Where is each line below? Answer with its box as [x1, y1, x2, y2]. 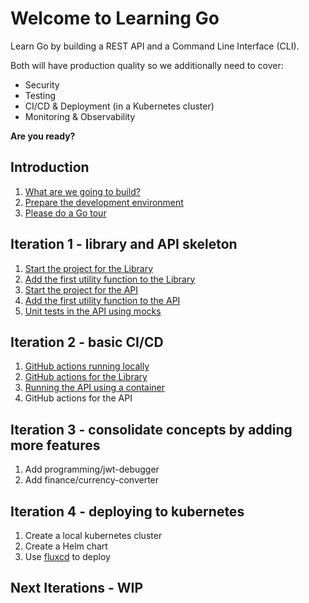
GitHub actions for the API [24, 392, 133, 404]
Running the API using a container [24, 382, 165, 394]
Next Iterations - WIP [10, 580, 144, 597]
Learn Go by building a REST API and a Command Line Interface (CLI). [10, 40, 300, 52]
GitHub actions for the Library [24, 371, 148, 383]
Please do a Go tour [24, 207, 107, 219]
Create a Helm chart [24, 540, 108, 552]
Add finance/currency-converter [24, 474, 160, 486]
